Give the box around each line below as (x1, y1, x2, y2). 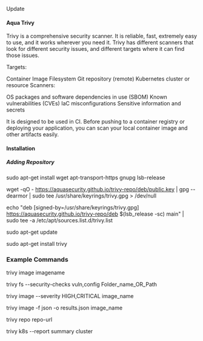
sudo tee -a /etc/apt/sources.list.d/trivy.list (6, 216, 113, 223)
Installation (6, 145, 35, 152)
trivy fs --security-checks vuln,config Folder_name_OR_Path (6, 281, 158, 288)
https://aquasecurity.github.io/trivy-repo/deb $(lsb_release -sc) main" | (6, 210, 185, 217)
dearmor (6, 192, 28, 199)
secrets (6, 106, 25, 114)
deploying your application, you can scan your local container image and (6, 124, 188, 132)
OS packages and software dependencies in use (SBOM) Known (6, 93, 168, 101)
